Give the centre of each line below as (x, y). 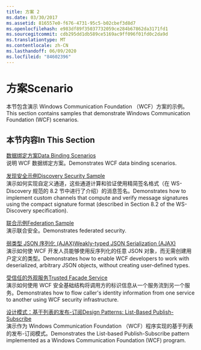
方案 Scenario (40, 88)
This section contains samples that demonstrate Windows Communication (98, 113)
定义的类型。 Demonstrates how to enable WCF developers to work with (100, 259)
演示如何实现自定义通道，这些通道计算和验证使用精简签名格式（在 (88, 183)
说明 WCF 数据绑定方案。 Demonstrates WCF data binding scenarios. (91, 163)
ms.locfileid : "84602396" (39, 57)
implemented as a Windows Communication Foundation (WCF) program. (96, 340)
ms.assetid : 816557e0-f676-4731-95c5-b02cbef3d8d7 (71, 23)
